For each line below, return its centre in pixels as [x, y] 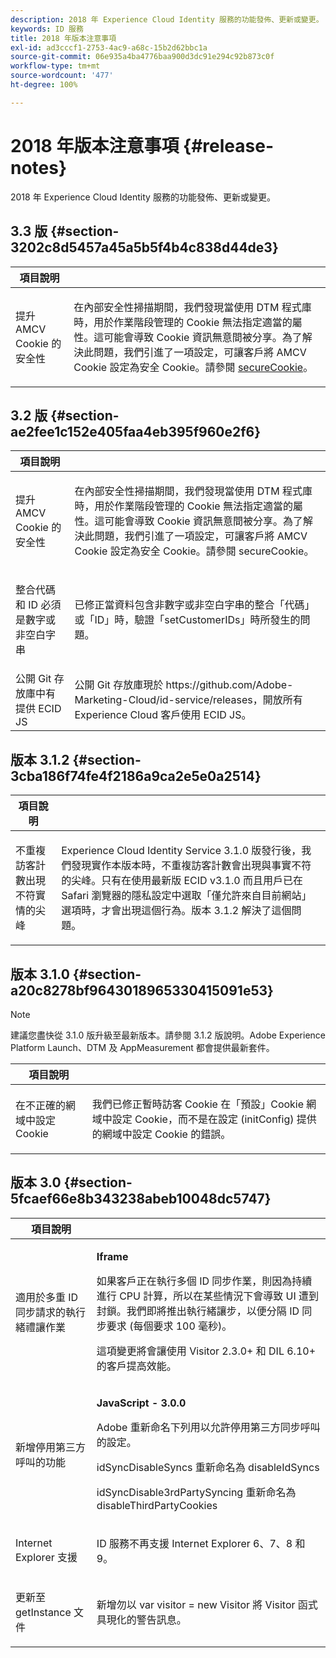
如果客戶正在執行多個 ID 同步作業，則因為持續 [204, 1281]
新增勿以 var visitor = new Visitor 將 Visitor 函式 [207, 1604]
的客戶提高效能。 [136, 1366]
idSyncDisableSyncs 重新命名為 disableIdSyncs [208, 1467]
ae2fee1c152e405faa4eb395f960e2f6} [136, 431]
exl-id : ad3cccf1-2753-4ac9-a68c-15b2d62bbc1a [109, 47]
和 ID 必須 [38, 605]
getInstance [43, 1612]
